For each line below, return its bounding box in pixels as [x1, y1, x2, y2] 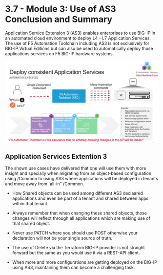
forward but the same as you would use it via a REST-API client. [12, 250, 140, 256]
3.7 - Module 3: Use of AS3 [5, 3, 116, 15]
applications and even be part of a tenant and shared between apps [12, 195, 149, 201]
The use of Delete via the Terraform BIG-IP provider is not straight [12, 245, 145, 251]
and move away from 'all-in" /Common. [5, 181, 84, 187]
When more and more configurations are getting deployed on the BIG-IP [12, 259, 157, 265]
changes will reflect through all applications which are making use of [12, 215, 150, 221]
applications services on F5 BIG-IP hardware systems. [5, 50, 114, 57]
